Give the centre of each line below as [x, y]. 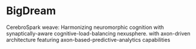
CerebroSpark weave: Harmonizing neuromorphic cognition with [85, 27]
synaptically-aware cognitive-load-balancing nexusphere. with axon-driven [98, 33]
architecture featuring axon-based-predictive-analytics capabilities [88, 40]
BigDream [31, 11]
